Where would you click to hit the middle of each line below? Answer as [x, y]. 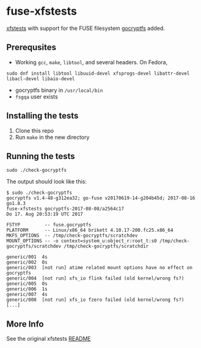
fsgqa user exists [36, 97]
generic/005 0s [27, 284]
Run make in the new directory [52, 137]
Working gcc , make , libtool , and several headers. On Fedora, [91, 62]
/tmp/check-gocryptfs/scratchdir [106, 246]
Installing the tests [42, 116]
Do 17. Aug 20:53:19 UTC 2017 [45, 214]
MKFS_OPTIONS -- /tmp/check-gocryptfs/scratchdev [72, 236]
